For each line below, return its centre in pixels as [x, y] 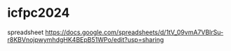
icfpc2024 [39, 13]
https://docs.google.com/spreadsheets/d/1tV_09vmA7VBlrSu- [134, 32]
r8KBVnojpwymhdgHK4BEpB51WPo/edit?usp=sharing [86, 39]
